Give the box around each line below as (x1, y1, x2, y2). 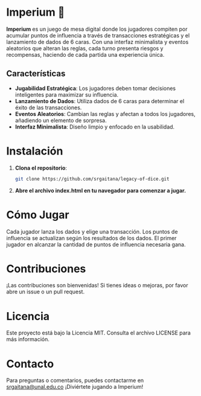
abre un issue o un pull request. (6, 288, 85, 295)
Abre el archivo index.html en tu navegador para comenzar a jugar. (14, 187, 187, 194)
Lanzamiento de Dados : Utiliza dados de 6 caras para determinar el (14, 97, 185, 104)
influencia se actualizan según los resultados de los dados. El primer (6, 234, 177, 241)
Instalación (6, 144, 63, 158)
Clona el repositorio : (14, 164, 68, 171)
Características (6, 69, 66, 79)
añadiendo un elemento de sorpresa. (14, 117, 107, 124)
